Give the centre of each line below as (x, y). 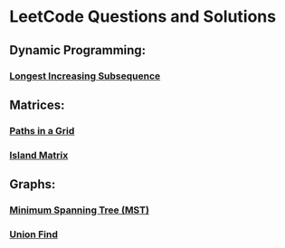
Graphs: (33, 184)
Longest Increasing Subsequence (85, 76)
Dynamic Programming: (78, 50)
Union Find (34, 234)
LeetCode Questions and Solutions (143, 17)
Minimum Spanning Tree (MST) (79, 210)
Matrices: (37, 105)
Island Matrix (39, 155)
